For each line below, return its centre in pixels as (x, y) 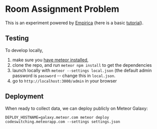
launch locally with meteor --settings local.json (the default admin (82, 70)
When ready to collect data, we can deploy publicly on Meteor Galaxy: (77, 108)
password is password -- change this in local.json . (64, 76)
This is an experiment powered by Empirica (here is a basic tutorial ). (74, 23)
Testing (17, 38)
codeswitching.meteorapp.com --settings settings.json (63, 122)
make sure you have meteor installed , (50, 60)
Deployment (24, 97)
